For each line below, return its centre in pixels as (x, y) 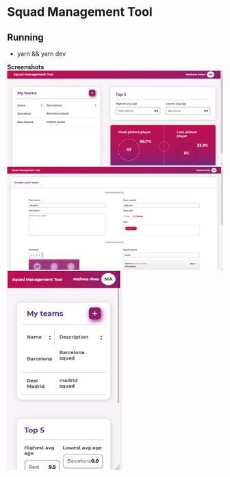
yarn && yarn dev (41, 54)
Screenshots (26, 67)
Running (26, 37)
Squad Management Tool (80, 12)
